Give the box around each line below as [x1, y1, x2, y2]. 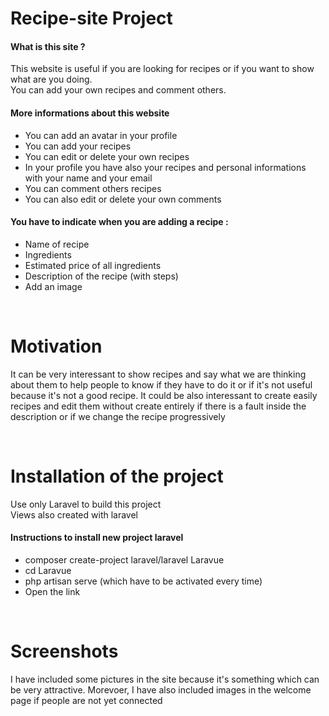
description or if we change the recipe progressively [10, 410, 226, 422]
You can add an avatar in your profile [24, 129, 178, 141]
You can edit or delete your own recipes [24, 150, 190, 162]
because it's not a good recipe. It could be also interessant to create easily [10, 389, 318, 401]
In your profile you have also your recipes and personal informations [24, 161, 307, 173]
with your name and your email [24, 172, 153, 184]
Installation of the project [10, 465, 224, 487]
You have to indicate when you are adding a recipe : [10, 216, 229, 228]
